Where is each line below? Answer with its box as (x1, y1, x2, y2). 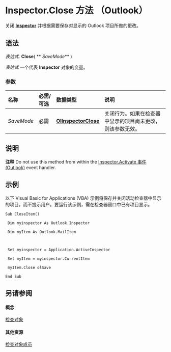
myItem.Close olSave (7, 265, 51, 270)
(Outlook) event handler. (5, 164, 56, 171)
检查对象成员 (5, 341, 32, 347)
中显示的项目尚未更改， (104, 118, 161, 125)
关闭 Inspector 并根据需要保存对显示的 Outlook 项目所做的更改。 (5, 22, 141, 29)
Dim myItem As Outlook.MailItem (7, 229, 76, 234)
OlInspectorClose (55, 118, 100, 125)
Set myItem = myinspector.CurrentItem (7, 256, 90, 261)
